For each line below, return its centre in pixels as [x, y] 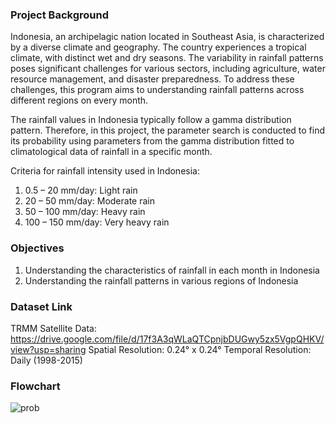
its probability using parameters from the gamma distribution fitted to [152, 141]
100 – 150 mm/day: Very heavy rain [97, 222]
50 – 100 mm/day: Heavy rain [85, 212]
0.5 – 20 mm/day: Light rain [81, 190]
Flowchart [35, 386]
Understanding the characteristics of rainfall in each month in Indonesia [172, 270]
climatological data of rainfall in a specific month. [111, 152]
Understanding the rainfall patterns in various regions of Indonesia [161, 280]
